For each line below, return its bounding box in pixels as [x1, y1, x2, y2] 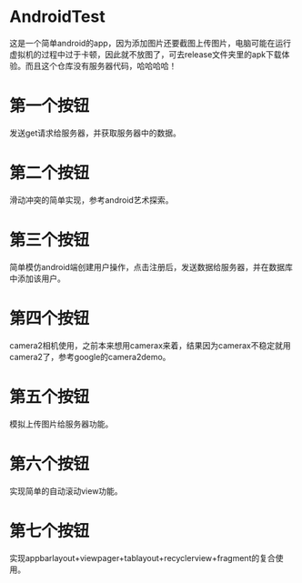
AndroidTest [9, 6, 106, 27]
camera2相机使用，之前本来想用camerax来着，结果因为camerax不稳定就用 [9, 339, 291, 351]
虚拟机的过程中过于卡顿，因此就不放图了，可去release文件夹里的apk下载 [9, 48, 282, 60]
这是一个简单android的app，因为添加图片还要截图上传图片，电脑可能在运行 [9, 37, 292, 48]
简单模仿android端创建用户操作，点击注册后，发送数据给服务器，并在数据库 [9, 261, 294, 272]
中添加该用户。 [9, 273, 65, 284]
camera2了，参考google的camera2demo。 [9, 351, 171, 362]
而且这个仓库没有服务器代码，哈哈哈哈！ [25, 60, 177, 71]
